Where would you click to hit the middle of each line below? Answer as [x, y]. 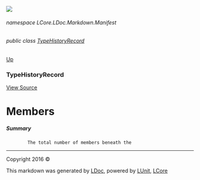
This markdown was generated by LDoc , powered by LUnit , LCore [87, 171]
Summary [19, 128]
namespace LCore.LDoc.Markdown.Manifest [61, 22]
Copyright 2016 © [28, 159]
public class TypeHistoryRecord [45, 41]
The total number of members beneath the [80, 143]
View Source [22, 88]
